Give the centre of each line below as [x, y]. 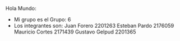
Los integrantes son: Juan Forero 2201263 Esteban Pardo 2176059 [94, 26]
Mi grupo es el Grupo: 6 [42, 19]
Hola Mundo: [21, 8]
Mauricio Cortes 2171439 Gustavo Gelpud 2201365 [75, 32]
